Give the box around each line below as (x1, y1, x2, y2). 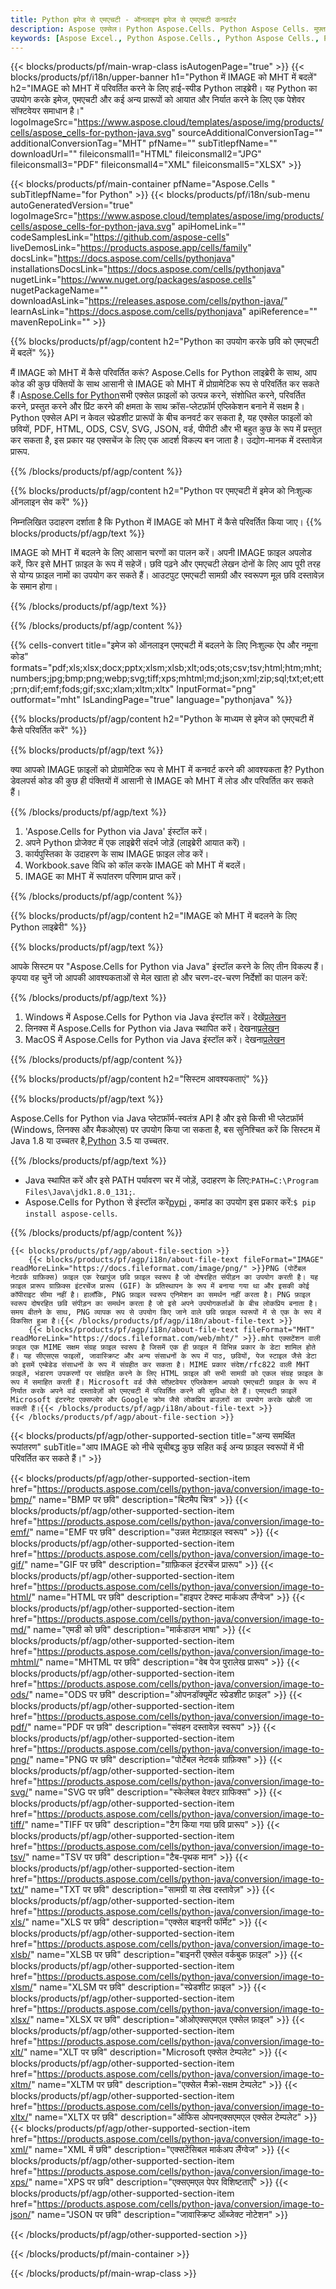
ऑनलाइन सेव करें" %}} (10, 496, 89, 508)
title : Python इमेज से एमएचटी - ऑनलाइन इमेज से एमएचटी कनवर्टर (10, 14, 237, 25)
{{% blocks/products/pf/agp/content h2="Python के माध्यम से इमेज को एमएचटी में (10, 713, 315, 725)
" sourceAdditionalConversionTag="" (171, 127, 323, 139)
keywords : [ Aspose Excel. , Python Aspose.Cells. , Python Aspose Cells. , (10, 33, 320, 43)
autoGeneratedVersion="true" (10, 199, 134, 211)
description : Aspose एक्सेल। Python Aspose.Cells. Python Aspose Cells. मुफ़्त (10, 24, 327, 34)
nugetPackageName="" (10, 284, 109, 296)
